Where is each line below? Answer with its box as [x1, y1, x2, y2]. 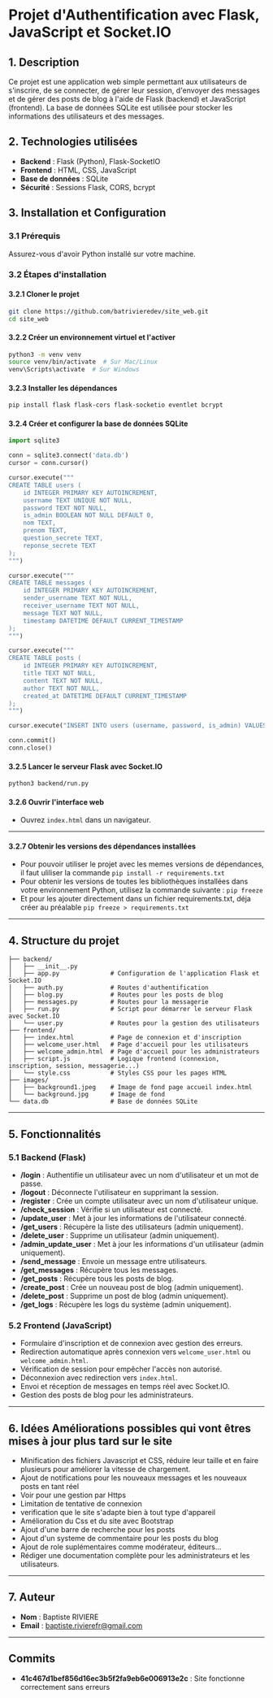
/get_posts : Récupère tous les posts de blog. [19, 1274, 174, 1283]
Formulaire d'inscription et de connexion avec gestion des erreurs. [19, 1339, 244, 1348]
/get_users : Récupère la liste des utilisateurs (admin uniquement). [19, 1222, 244, 1231]
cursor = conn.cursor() [8, 459, 89, 467]
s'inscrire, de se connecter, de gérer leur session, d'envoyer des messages [8, 85, 260, 95]
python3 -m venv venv [8, 350, 82, 358]
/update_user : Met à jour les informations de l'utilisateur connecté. [19, 1213, 247, 1222]
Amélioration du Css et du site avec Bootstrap [19, 1516, 174, 1526]
